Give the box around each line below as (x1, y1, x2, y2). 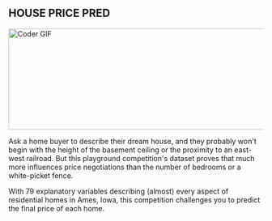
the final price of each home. (8, 203, 105, 213)
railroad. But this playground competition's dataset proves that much (26, 153, 255, 163)
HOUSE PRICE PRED (8, 6, 111, 20)
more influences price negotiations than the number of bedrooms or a (8, 162, 241, 172)
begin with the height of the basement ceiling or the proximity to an (8, 145, 233, 155)
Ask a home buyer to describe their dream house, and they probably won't (8, 136, 257, 146)
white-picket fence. (8, 170, 74, 181)
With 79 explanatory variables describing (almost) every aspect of (8, 186, 229, 196)
